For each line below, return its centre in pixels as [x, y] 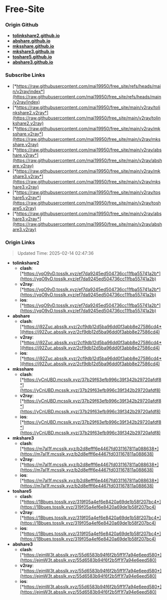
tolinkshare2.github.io [36, 35]
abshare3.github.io [33, 62]
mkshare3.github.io [33, 51]
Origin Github [22, 25]
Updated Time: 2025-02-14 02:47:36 [55, 253]
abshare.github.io [31, 41]
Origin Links [20, 242]
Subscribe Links [25, 75]
